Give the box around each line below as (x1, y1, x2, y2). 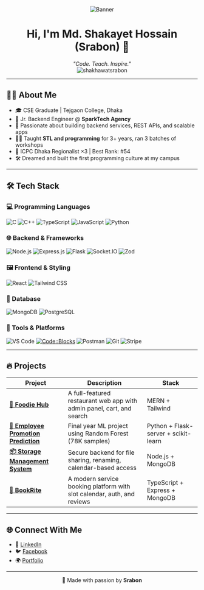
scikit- (172, 429, 192, 438)
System (9, 465, 32, 473)
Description (87, 379, 122, 387)
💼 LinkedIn (15, 541, 42, 548)
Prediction (9, 437, 40, 446)
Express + (146, 486, 176, 494)
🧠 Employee (9, 422, 44, 430)
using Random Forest (67, 429, 129, 438)
